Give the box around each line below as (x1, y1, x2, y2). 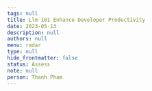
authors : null (7, 36, 48, 42)
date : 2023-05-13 (7, 23, 57, 29)
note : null (7, 67, 38, 74)
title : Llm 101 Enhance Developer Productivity (7, 16, 146, 23)
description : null (7, 29, 60, 36)
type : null (7, 49, 38, 55)
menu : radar (7, 42, 41, 49)
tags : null (7, 10, 38, 17)
